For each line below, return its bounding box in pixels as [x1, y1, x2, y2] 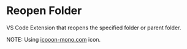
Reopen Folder [6, 4, 82, 18]
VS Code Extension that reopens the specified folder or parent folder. [6, 24, 181, 31]
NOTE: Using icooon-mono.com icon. [6, 36, 101, 43]
